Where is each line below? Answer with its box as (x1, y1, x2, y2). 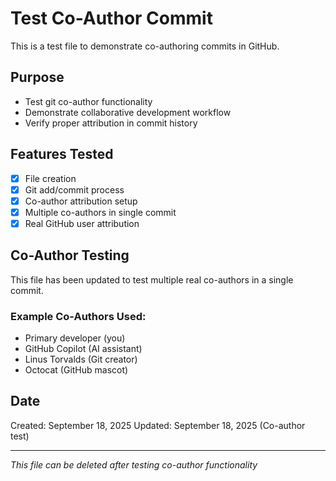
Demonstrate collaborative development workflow (24, 106, 232, 118)
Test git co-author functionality (24, 95, 153, 107)
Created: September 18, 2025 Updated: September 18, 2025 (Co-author (10, 419, 306, 431)
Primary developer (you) (24, 332, 126, 344)
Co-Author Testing (10, 247, 130, 264)
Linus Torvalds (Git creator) (24, 353, 138, 365)
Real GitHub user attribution (24, 217, 140, 229)
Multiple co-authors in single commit (24, 206, 177, 218)
